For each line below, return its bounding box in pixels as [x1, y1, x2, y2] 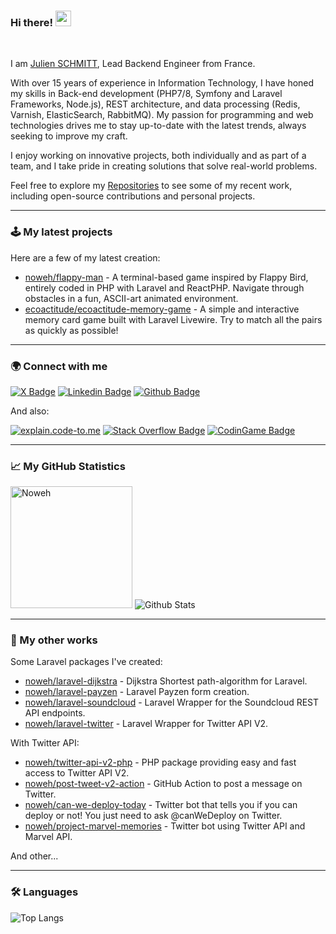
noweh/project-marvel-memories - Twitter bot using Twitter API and [24, 820, 306, 832]
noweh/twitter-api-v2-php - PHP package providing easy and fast [24, 756, 297, 769]
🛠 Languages [10, 885, 79, 899]
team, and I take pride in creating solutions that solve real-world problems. [10, 160, 318, 172]
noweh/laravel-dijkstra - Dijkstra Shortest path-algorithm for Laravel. [24, 675, 308, 687]
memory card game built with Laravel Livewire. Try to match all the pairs [24, 313, 323, 325]
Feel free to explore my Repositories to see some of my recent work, [10, 180, 293, 192]
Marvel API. [24, 831, 73, 843]
